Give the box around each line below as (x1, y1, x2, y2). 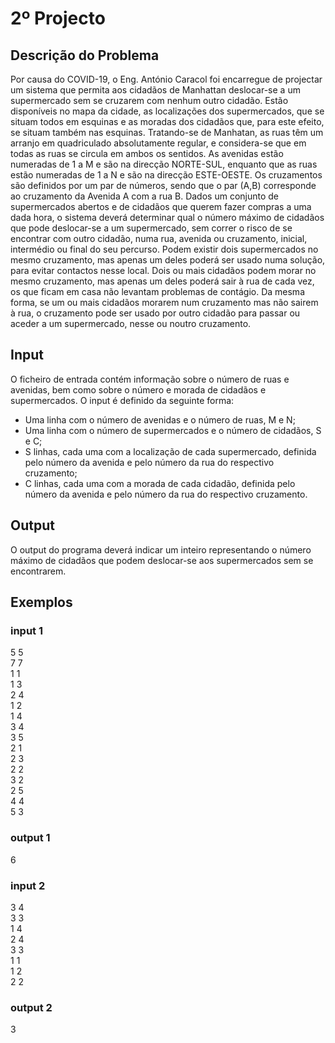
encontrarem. (10, 565, 67, 577)
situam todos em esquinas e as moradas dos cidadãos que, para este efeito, (10, 116, 325, 127)
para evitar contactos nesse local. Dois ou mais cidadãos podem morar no (10, 265, 317, 276)
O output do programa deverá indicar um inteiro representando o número (10, 543, 312, 556)
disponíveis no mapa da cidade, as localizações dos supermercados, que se (10, 105, 325, 117)
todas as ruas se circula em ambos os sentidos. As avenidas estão (10, 148, 284, 159)
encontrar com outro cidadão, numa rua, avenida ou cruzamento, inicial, (10, 233, 308, 244)
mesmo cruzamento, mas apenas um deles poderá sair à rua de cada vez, (10, 275, 315, 287)
